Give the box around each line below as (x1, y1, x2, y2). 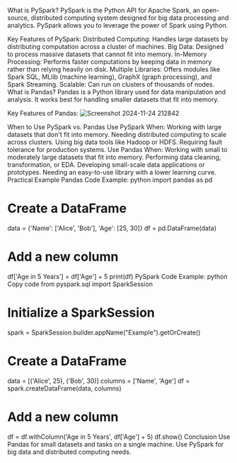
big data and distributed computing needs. (7, 447, 132, 456)
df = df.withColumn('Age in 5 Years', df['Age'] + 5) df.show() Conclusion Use (7, 432, 231, 441)
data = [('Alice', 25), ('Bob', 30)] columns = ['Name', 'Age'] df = (7, 376, 190, 385)
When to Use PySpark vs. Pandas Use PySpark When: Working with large (7, 123, 222, 131)
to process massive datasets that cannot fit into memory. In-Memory (7, 50, 207, 58)
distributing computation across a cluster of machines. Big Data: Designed (7, 43, 224, 50)
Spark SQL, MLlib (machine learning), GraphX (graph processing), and (7, 72, 212, 81)
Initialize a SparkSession (7, 305, 155, 321)
